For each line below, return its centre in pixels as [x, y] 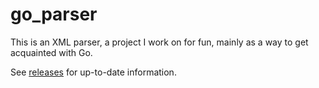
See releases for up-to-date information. [93, 72]
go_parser [54, 14]
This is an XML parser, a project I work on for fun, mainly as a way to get [159, 42]
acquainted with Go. [51, 52]
